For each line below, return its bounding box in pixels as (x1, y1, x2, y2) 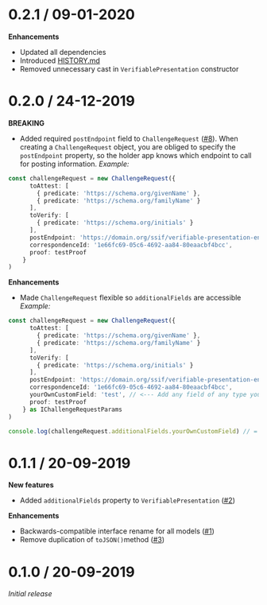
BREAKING (8, 118, 45, 128)
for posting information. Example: (19, 159, 130, 169)
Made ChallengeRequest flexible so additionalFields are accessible (19, 293, 242, 303)
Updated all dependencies (19, 47, 106, 56)
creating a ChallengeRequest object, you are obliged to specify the (19, 142, 236, 152)
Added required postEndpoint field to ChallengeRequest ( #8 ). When (19, 134, 238, 143)
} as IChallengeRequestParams (22, 405, 123, 413)
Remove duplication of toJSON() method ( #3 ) (19, 535, 165, 545)
